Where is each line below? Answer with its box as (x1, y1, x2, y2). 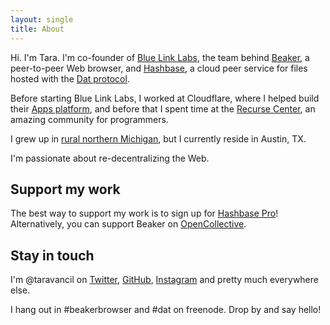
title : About (10, 24, 65, 34)
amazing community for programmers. (10, 113, 169, 125)
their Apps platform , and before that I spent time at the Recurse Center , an (10, 102, 316, 115)
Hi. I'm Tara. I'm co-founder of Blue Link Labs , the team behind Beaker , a (10, 51, 310, 63)
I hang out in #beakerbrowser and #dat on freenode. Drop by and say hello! (10, 304, 322, 316)
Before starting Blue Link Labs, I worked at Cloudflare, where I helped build (10, 92, 320, 104)
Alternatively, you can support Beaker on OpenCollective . (10, 218, 247, 230)
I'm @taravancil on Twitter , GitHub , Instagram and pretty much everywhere (10, 274, 319, 286)
